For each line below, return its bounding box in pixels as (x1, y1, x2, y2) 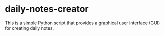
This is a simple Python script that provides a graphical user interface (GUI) (5, 20, 160, 26)
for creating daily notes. (5, 25, 54, 31)
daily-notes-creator (5, 3, 89, 15)
